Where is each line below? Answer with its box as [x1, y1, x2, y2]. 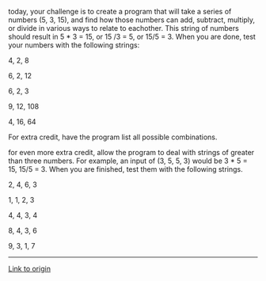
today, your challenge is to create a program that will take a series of [8, 7, 232, 16]
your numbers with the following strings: [8, 40, 140, 50]
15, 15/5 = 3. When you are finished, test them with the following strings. [8, 165, 243, 173]
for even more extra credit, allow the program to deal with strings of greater [8, 148, 255, 157]
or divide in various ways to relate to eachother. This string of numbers [8, 24, 239, 32]
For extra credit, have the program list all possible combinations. [8, 132, 218, 142]
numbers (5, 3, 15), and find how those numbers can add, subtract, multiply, [8, 15, 256, 25]
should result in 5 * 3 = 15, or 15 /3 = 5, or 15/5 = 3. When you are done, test [8, 32, 256, 41]
